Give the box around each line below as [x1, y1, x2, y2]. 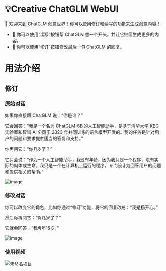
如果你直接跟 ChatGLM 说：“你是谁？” [5, 112, 83, 118]
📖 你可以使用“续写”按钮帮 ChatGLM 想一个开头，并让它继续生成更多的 [12, 31, 155, 37]
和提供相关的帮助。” [5, 168, 44, 174]
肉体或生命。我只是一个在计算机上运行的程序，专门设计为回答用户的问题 [13, 163, 161, 168]
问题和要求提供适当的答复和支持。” [13, 135, 83, 141]
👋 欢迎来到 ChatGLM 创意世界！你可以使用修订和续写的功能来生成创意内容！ [5, 21, 161, 27]
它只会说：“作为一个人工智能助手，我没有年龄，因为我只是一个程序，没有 [5, 156, 155, 162]
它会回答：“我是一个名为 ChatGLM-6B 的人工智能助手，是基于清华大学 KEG [5, 123, 159, 129]
